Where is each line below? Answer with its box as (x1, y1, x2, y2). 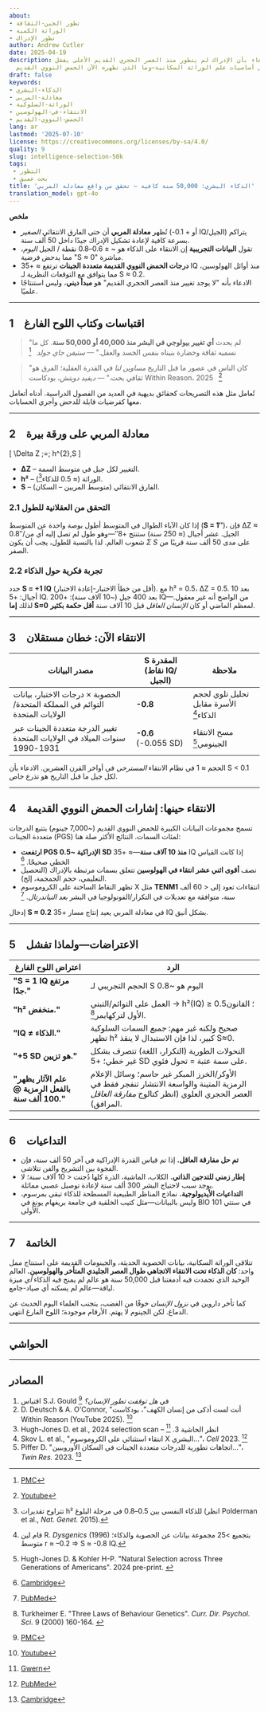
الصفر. (9, 545, 29, 555)
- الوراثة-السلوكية (9, 100, 74, 108)
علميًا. (20, 286, 38, 296)
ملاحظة (212, 665, 237, 676)
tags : (9, 160, 27, 168)
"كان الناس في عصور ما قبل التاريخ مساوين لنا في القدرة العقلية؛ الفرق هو (28, 363, 248, 373)
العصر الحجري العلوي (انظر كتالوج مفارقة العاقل (90, 1089, 253, 1100)
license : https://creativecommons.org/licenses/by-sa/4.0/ (9, 137, 209, 146)
